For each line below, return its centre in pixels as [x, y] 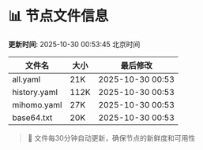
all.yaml [26, 79]
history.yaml [35, 92]
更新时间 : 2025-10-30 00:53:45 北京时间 [74, 44]
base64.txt [32, 117]
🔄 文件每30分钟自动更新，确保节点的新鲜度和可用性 [111, 137]
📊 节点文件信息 [58, 16]
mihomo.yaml [37, 104]
